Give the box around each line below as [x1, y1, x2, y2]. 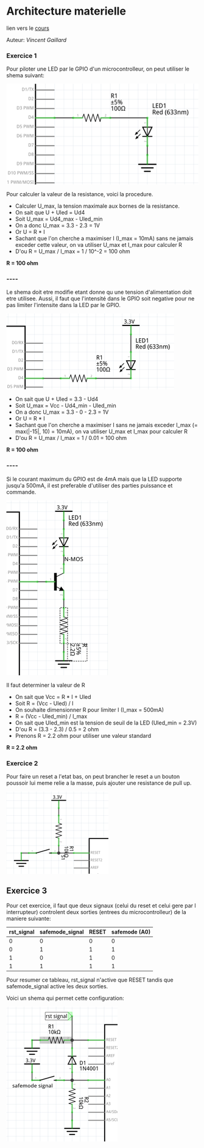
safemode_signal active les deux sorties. [6, 982, 108, 990]
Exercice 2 [6, 759, 38, 767]
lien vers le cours [6, 24, 50, 32]
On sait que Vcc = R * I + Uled [15, 693, 91, 700]
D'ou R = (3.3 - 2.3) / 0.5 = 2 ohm [15, 725, 99, 732]
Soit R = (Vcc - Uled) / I [15, 700, 74, 707]
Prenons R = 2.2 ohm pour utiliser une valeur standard [15, 732, 152, 739]
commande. [6, 488, 37, 495]
